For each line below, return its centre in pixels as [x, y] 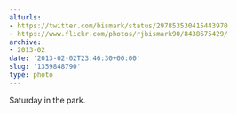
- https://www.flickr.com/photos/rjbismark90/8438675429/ [118, 34]
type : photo [31, 75]
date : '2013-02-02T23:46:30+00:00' [75, 58]
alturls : [25, 17]
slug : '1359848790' [45, 67]
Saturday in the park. [47, 100]
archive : [25, 42]
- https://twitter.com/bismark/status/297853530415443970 [118, 26]
